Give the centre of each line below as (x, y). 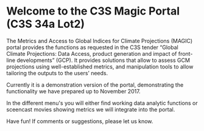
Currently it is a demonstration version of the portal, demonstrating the (95, 85)
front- (185, 53)
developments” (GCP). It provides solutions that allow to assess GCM (104, 60)
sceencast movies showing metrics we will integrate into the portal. (91, 109)
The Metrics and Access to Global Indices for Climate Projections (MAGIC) (100, 41)
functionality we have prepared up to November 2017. (74, 91)
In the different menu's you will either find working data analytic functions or (102, 103)
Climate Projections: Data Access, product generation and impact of (92, 53)
